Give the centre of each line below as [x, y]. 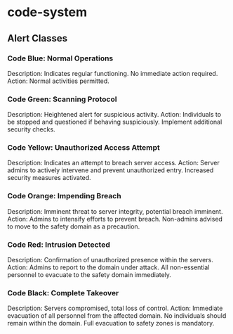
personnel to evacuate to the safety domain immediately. [89, 275]
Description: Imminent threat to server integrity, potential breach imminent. [115, 211]
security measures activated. [49, 178]
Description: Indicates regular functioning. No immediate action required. [113, 73]
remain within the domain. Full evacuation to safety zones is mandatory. [111, 323]
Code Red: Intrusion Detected [59, 245]
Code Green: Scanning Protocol [62, 99]
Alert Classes [38, 38]
